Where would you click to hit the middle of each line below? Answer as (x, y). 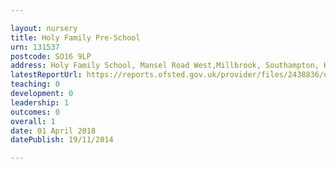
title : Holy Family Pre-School (75, 37)
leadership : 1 (40, 102)
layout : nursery (44, 28)
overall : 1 (33, 121)
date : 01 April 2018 (53, 131)
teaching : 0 (35, 84)
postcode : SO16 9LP (51, 56)
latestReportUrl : (46, 75)
